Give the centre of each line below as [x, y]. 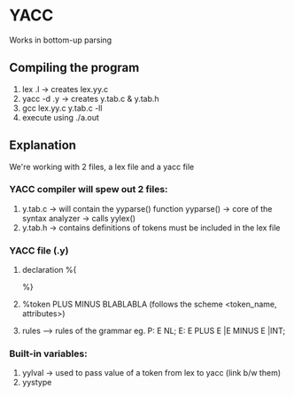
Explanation [43, 146]
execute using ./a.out [61, 117]
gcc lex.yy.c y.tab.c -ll [62, 108]
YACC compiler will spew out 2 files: [89, 190]
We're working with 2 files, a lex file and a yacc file [102, 167]
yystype [37, 383]
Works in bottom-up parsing [61, 40]
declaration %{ [49, 270]
